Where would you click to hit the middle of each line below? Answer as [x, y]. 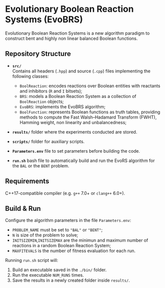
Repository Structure [38, 54]
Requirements [27, 181]
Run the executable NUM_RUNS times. [48, 275]
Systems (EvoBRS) [44, 19]
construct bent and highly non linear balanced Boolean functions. [71, 38]
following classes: [31, 76]
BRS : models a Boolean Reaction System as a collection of [78, 96]
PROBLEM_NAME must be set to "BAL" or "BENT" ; [57, 230]
